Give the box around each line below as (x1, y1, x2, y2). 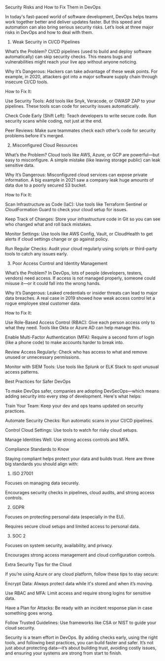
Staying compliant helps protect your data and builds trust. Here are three (5, 456, 155, 462)
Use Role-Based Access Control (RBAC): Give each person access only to (5, 319, 155, 325)
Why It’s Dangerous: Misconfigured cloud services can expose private (5, 172, 148, 178)
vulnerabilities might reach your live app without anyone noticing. (5, 59, 137, 64)
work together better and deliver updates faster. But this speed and (5, 19, 142, 25)
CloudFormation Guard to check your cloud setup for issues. (5, 207, 128, 212)
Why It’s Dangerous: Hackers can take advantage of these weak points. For (5, 68, 158, 74)
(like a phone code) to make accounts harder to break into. (5, 340, 124, 345)
